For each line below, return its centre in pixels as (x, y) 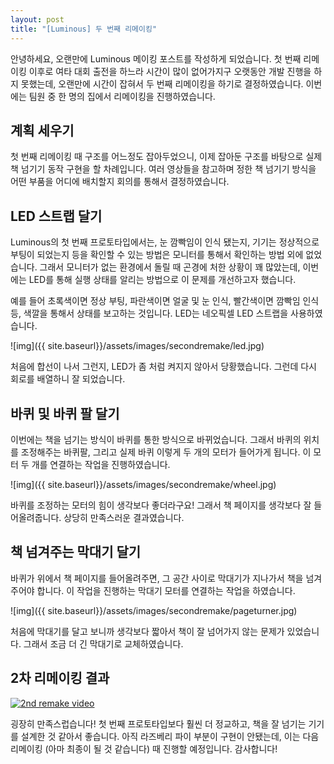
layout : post (37, 19)
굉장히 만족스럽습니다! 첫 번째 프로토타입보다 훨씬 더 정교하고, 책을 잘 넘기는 (158, 723)
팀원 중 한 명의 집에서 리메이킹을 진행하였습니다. (122, 96)
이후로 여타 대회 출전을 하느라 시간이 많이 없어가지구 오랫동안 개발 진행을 (170, 71)
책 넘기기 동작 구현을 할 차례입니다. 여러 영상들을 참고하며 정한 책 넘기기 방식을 (163, 169)
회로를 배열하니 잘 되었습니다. (68, 379)
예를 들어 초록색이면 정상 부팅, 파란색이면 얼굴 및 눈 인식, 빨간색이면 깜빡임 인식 (165, 301)
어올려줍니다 (35, 517)
